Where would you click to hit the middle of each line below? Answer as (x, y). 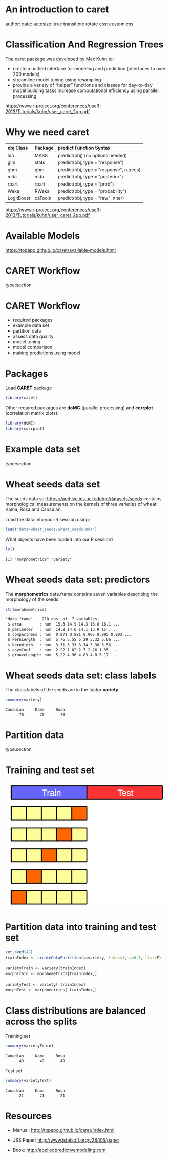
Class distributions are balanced (76, 1011)
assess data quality (33, 336)
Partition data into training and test (81, 927)
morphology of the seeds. (33, 599)
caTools (43, 198)
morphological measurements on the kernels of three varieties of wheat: (81, 504)
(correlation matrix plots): (32, 413)
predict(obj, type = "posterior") (91, 177)
